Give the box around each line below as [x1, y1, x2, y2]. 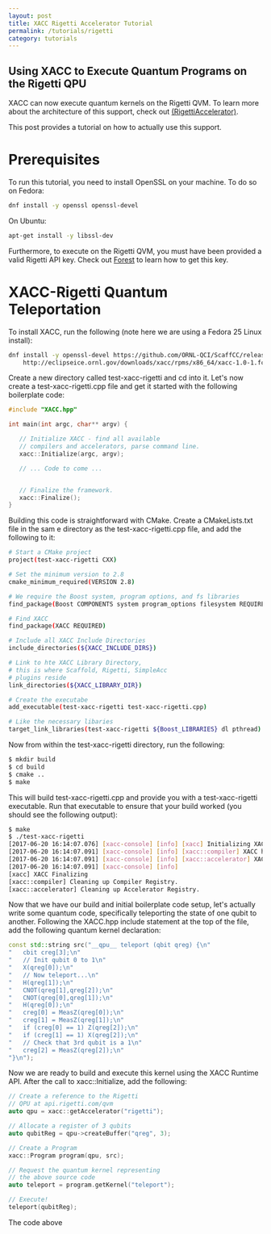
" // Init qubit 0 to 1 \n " [8, 957, 106, 965]
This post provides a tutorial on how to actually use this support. [8, 123, 222, 132]
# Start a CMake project [8, 548, 92, 557]
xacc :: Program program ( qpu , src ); [8, 1151, 125, 1160]
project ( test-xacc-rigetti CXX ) [8, 556, 117, 565]
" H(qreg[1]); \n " [8, 978, 74, 986]
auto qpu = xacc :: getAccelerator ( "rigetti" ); [8, 1107, 164, 1115]
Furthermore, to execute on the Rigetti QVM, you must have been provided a [8, 246, 262, 256]
